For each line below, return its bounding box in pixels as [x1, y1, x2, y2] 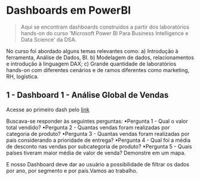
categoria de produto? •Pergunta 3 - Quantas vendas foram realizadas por [6, 130, 190, 137]
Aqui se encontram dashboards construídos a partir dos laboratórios [20, 23, 190, 30]
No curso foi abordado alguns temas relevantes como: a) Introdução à [6, 47, 179, 54]
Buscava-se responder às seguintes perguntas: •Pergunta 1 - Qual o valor [6, 117, 188, 125]
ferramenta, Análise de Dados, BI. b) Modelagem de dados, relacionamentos [6, 54, 194, 61]
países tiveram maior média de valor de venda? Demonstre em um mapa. [6, 149, 186, 156]
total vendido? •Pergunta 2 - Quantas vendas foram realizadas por [6, 123, 170, 131]
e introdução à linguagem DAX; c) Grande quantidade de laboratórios [6, 60, 177, 67]
